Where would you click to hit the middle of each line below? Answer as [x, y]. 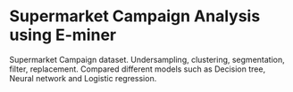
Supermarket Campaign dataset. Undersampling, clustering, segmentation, [147, 59]
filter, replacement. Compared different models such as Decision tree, [138, 69]
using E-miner [63, 35]
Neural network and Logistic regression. [83, 78]
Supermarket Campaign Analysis [135, 16]
